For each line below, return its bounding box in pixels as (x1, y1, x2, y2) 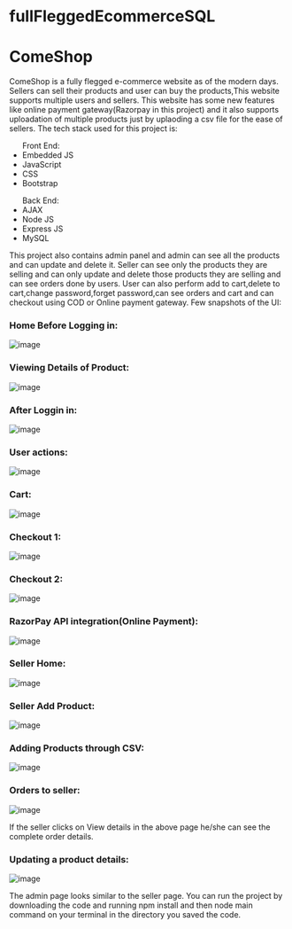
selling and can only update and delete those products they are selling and (9, 269, 281, 280)
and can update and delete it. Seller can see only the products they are (9, 260, 268, 270)
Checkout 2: (9, 573, 64, 585)
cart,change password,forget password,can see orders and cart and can (9, 288, 274, 299)
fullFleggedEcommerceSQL (9, 6, 216, 27)
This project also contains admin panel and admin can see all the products (9, 250, 280, 261)
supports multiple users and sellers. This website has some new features (9, 95, 275, 105)
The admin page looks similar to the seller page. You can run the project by (9, 890, 283, 901)
